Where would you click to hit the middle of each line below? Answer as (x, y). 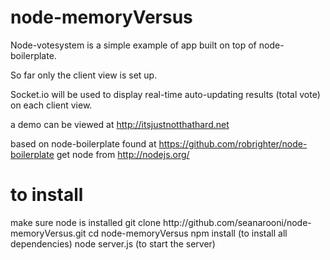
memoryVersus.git (48, 233)
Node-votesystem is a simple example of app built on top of (133, 45)
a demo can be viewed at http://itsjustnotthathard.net (120, 124)
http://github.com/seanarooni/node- (237, 222)
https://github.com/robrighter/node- (233, 143)
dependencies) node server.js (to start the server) (113, 243)
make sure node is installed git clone (86, 222)
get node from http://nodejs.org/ (123, 154)
